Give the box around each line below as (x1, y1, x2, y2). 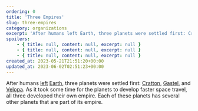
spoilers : (6, 36, 31, 42)
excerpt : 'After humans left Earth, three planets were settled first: (6, 31, 186, 37)
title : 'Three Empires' (6, 14, 65, 20)
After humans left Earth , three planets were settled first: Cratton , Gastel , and (6, 80, 191, 87)
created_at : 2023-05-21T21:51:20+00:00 (6, 58, 104, 64)
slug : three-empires (6, 19, 57, 25)
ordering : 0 (6, 8, 35, 15)
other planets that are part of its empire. (6, 99, 103, 106)
